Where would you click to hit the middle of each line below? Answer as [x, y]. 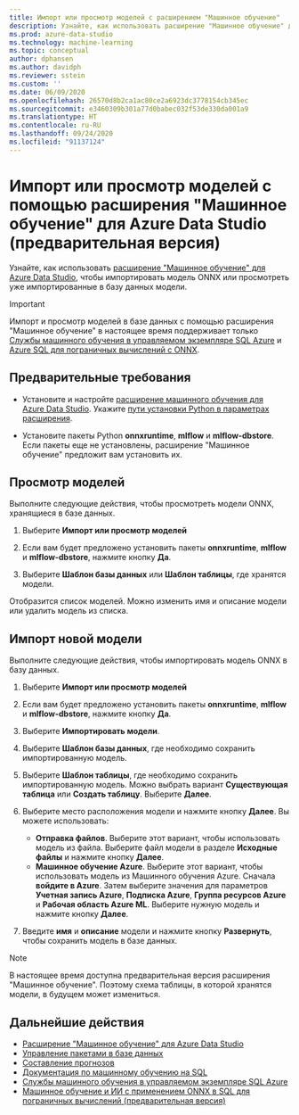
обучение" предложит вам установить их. [102, 454]
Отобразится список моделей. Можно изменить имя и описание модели [148, 601]
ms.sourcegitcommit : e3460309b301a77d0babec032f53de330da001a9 [129, 109]
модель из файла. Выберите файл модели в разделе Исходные [156, 847]
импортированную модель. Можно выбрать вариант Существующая [155, 785]
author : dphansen [41, 59]
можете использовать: [65, 821]
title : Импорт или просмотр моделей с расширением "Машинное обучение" [145, 17]
